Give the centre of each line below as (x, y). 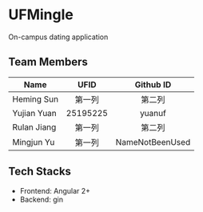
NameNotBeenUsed (153, 142)
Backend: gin (42, 199)
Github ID (153, 84)
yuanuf (153, 113)
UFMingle (41, 15)
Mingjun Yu (34, 142)
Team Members (48, 62)
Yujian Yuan (35, 113)
